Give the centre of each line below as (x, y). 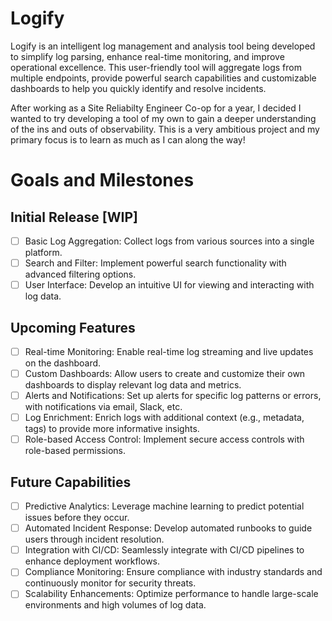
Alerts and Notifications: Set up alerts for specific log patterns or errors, (173, 396)
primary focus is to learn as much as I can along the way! (128, 139)
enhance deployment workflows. (92, 561)
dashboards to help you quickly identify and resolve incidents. (138, 88)
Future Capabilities (71, 482)
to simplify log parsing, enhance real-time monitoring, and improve (147, 56)
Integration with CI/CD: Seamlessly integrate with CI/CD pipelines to (164, 550)
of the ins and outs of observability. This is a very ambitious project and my (165, 129)
